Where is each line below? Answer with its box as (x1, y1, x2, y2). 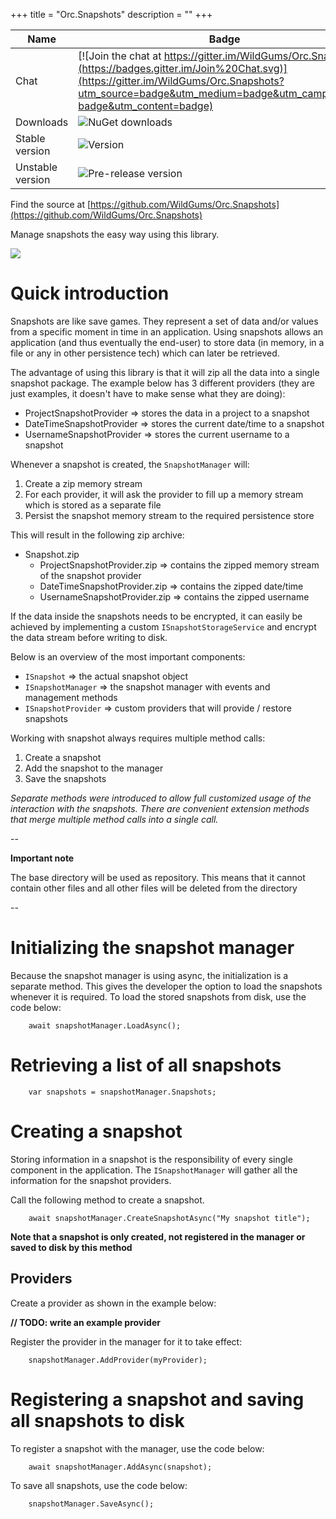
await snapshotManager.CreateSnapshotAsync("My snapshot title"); (28, 1213, 311, 1223)
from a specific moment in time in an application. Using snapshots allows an (10, 325, 324, 338)
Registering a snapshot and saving (10, 1388, 305, 1411)
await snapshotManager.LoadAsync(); (28, 1020, 182, 1031)
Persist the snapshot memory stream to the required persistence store (24, 509, 315, 521)
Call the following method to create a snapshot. (10, 1194, 205, 1206)
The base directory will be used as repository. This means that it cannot (10, 871, 306, 883)
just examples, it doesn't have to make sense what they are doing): (10, 387, 286, 399)
